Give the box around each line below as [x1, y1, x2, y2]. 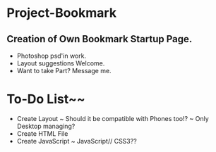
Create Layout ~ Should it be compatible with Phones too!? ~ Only [16, 114, 209, 122]
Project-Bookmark [6, 5, 117, 21]
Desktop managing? [16, 122, 76, 130]
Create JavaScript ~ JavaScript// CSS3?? [16, 137, 137, 145]
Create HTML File [16, 129, 68, 138]
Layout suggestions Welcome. [16, 59, 105, 68]
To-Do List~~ [6, 91, 85, 107]
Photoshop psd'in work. [16, 51, 86, 60]
